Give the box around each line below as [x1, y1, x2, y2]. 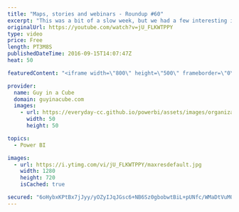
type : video [7, 30, 43, 38]
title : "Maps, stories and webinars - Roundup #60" [7, 10, 164, 18]
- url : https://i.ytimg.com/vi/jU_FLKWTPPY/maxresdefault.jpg [14, 161, 202, 168]
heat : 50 [7, 57, 33, 64]
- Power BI [14, 142, 46, 149]
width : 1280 [20, 168, 55, 175]
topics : [7, 134, 31, 142]
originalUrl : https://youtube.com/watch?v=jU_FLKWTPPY [7, 23, 174, 31]
